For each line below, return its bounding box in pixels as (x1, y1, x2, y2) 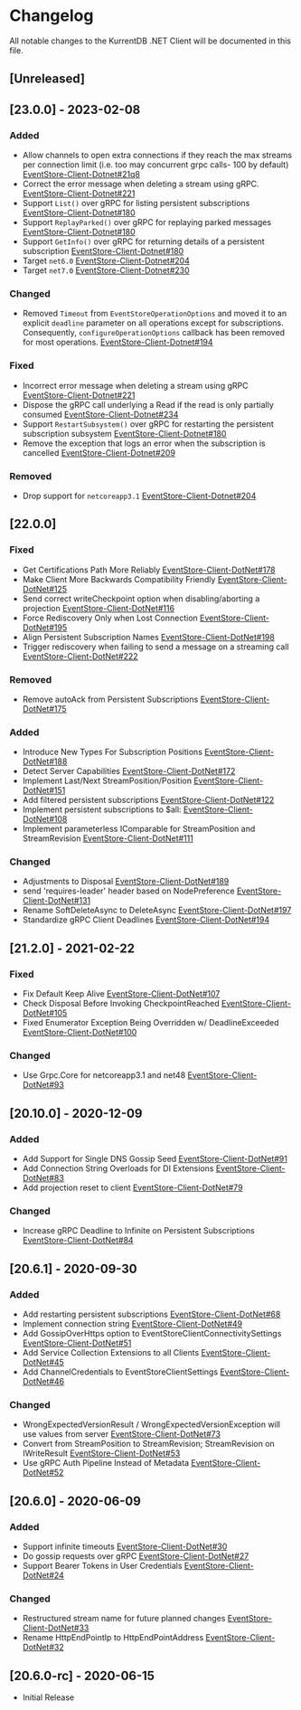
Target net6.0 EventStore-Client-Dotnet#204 (22, 255, 190, 267)
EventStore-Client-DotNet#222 (22, 650, 138, 661)
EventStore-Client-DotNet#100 (22, 1027, 137, 1038)
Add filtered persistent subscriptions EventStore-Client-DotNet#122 (22, 795, 275, 806)
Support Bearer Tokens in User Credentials (22, 1561, 183, 1572)
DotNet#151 (22, 785, 66, 796)
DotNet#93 (22, 1080, 65, 1091)
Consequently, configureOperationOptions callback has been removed (22, 327, 286, 338)
